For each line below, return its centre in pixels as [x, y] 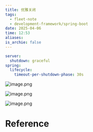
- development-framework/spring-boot [49, 24]
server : [13, 56]
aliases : [14, 38]
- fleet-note [23, 19]
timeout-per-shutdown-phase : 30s [49, 75]
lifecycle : [21, 70]
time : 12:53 [17, 33]
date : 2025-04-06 [23, 28]
